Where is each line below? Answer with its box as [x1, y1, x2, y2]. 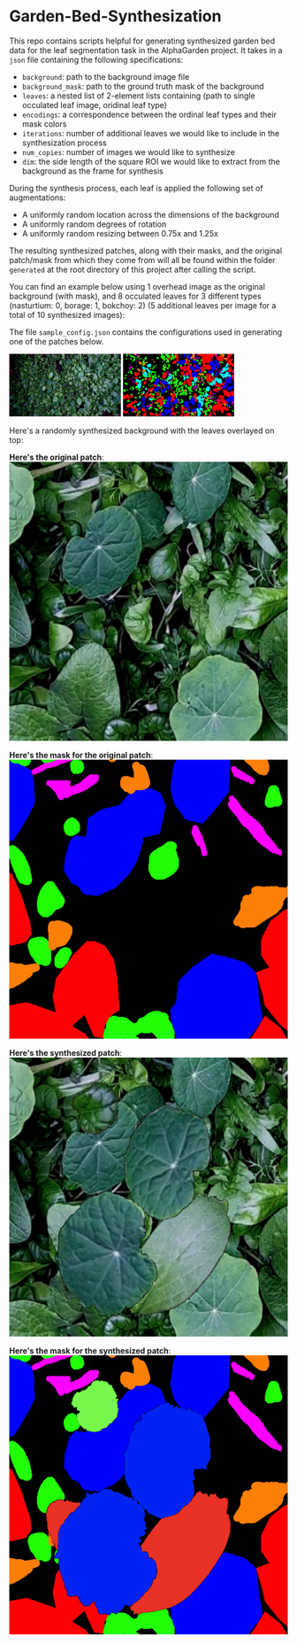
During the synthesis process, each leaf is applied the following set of [9, 182, 263, 193]
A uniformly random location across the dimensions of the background [21, 209, 280, 220]
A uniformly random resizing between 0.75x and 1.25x [21, 228, 219, 238]
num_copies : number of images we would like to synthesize [21, 146, 236, 157]
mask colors [21, 118, 67, 129]
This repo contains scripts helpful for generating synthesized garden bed [9, 35, 276, 46]
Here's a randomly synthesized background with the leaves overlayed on [9, 425, 275, 436]
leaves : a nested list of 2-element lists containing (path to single [21, 90, 255, 101]
